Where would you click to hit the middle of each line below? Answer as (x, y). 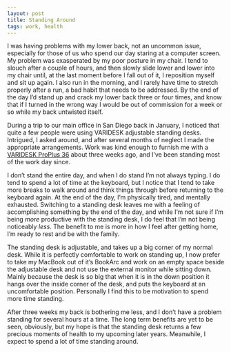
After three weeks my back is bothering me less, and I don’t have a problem (114, 312)
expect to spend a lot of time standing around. (73, 342)
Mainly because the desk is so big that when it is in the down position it (108, 277)
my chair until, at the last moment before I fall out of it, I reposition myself (111, 75)
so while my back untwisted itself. (55, 112)
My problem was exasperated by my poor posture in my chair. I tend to (108, 61)
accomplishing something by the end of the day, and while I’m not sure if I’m (115, 212)
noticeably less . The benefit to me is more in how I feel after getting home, (113, 227)
